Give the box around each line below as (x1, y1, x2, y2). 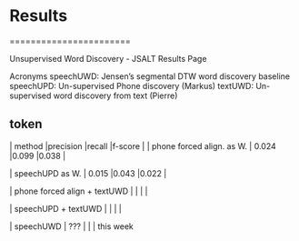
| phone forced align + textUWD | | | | (9, 186, 148, 196)
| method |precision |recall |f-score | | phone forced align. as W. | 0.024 (9, 140, 277, 151)
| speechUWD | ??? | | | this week (9, 220, 134, 232)
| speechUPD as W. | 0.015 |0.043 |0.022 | (9, 167, 167, 178)
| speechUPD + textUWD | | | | (9, 203, 123, 214)
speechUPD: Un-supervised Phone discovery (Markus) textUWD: (9, 80, 254, 91)
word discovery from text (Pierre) (53, 90, 178, 101)
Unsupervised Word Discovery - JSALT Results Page (9, 53, 207, 64)
